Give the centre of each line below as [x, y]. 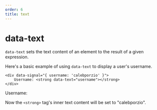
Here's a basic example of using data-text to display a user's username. [79, 66]
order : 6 [14, 10]
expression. [17, 57]
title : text [17, 14]
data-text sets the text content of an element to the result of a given [74, 52]
